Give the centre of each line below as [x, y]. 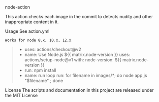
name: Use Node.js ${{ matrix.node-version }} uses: [77, 54]
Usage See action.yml [27, 31]
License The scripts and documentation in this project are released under [79, 90]
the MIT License [21, 95]
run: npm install [40, 70]
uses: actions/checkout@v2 [53, 49]
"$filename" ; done [44, 81]
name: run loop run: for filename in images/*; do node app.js [86, 75]
